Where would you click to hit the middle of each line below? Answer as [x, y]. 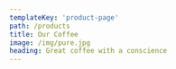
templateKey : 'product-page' [64, 17]
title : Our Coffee [44, 34]
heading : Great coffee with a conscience [88, 51]
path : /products [40, 26]
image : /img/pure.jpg [50, 43]
